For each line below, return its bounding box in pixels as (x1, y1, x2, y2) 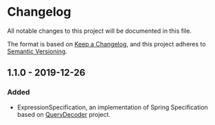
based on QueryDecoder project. (16, 110, 111, 118)
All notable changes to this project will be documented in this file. (7, 27, 192, 35)
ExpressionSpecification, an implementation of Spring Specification (16, 103, 208, 111)
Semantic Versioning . (7, 47, 67, 55)
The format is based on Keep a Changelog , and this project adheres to (7, 40, 206, 48)
